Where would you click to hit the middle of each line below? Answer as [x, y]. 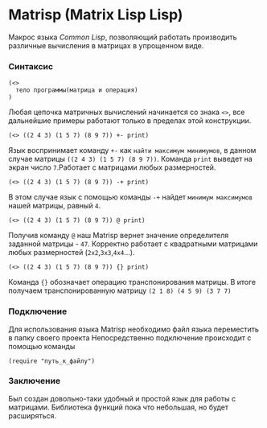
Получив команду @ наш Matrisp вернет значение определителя [119, 236]
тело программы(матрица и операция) [77, 90]
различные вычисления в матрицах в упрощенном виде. [106, 45]
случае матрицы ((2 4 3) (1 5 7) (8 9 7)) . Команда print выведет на [131, 159]
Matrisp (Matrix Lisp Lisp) [96, 15]
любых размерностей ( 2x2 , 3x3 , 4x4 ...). [72, 253]
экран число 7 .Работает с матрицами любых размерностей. [112, 167]
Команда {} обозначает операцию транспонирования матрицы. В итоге [132, 282]
